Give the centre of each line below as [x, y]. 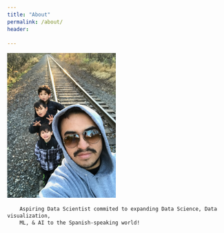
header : [18, 29]
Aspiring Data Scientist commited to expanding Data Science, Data [118, 209]
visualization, [29, 216]
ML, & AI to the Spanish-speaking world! [80, 223]
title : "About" [29, 14]
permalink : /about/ [35, 22]
